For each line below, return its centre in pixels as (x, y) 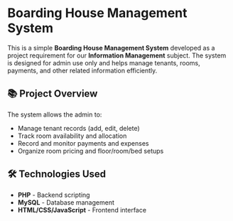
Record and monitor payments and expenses (83, 143)
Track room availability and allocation (72, 136)
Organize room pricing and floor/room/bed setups (91, 151)
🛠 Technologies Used (57, 174)
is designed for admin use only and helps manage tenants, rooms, (104, 63)
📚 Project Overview (53, 94)
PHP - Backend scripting (54, 195)
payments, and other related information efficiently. (82, 70)
